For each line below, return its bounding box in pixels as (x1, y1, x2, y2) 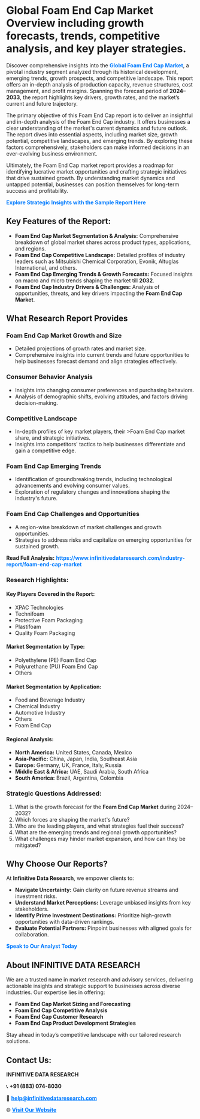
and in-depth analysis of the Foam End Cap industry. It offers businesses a (6, 118, 190, 125)
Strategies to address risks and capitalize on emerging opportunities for (14, 536, 192, 544)
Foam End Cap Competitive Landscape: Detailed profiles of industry (14, 251, 186, 258)
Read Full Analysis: (6, 554, 55, 562)
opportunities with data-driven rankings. (14, 918, 115, 926)
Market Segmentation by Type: (6, 643, 85, 650)
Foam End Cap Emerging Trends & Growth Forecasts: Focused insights (14, 270, 193, 277)
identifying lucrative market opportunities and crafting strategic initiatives (6, 168, 187, 175)
